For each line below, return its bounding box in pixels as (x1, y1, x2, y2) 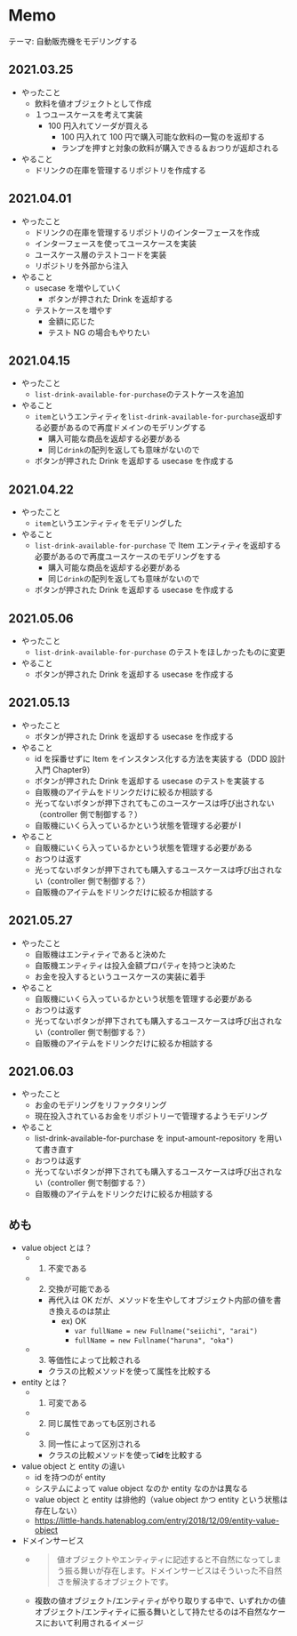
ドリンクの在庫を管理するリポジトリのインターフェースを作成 (34, 227, 261, 237)
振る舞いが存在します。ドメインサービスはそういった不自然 (64, 1566, 282, 1576)
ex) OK (60, 1316, 86, 1327)
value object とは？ (20, 1242, 92, 1254)
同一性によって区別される (47, 1439, 141, 1449)
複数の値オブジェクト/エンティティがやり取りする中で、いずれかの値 (34, 1595, 286, 1606)
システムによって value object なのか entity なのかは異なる (34, 1483, 248, 1494)
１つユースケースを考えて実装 (34, 108, 143, 120)
